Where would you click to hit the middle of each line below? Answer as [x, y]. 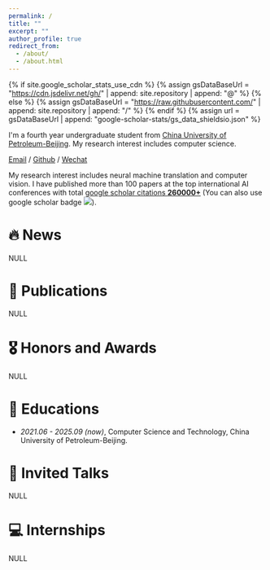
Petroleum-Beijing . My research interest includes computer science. [122, 143]
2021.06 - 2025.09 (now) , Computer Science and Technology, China [135, 432]
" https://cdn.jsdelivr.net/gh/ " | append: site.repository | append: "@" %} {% [135, 93]
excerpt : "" [28, 31]
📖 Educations [54, 409]
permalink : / [30, 16]
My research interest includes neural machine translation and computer [128, 175]
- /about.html [39, 62]
